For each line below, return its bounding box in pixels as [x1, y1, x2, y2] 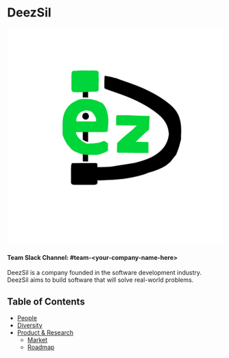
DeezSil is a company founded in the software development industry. [7, 269, 202, 277]
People [16, 313, 38, 322]
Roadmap [27, 343, 55, 351]
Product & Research [16, 328, 74, 337]
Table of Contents [7, 296, 86, 307]
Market [27, 335, 48, 344]
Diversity [16, 321, 43, 329]
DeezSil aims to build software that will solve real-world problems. [7, 276, 194, 284]
